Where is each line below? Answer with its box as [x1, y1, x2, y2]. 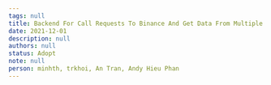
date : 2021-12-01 [8, 27, 67, 35]
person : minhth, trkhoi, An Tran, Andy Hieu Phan [8, 65, 180, 73]
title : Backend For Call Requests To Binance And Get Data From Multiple [8, 19, 264, 28]
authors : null [8, 42, 57, 50]
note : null [8, 57, 45, 66]
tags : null [8, 11, 45, 20]
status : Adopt [8, 49, 57, 57]
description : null [8, 34, 71, 43]
